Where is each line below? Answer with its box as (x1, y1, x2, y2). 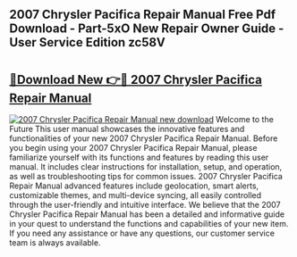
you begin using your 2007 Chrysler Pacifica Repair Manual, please (9, 143, 258, 153)
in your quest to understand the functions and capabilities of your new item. (9, 219, 289, 228)
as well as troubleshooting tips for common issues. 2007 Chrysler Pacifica (9, 171, 284, 181)
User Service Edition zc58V (9, 35, 165, 50)
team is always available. (9, 237, 101, 248)
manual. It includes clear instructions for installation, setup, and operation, (9, 162, 283, 172)
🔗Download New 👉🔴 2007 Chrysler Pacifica (9, 71, 262, 87)
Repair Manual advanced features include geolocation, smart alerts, (9, 180, 259, 191)
